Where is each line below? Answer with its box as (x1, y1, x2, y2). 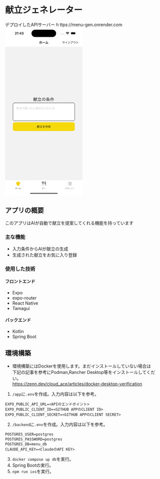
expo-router (12, 295, 37, 301)
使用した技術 (5, 265, 36, 272)
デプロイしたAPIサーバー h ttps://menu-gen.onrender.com (5, 22, 123, 28)
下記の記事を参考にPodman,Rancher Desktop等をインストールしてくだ (12, 369, 156, 375)
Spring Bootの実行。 (12, 462, 54, 468)
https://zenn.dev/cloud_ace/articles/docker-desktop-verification (12, 381, 142, 387)
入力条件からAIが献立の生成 (12, 246, 69, 252)
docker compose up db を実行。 (12, 456, 74, 462)
